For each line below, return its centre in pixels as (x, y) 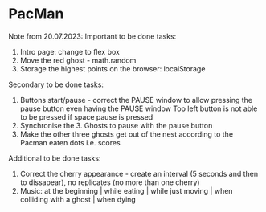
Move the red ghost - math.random (78, 60)
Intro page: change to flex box (70, 51)
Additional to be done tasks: (55, 158)
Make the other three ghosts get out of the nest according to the (127, 134)
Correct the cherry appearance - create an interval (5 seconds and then (139, 173)
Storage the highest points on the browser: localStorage (113, 68)
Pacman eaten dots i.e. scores (70, 142)
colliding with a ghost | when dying (78, 199)
